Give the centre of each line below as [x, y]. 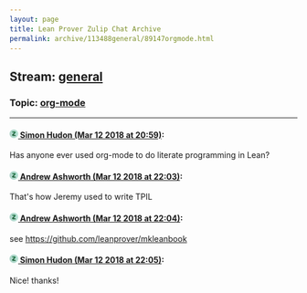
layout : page [34, 19]
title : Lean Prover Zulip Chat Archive [85, 29]
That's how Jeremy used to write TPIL [81, 197]
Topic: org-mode [48, 102]
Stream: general [56, 76]
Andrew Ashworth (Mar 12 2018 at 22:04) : [101, 218]
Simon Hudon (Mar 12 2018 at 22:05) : [92, 260]
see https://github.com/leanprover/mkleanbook [98, 238]
